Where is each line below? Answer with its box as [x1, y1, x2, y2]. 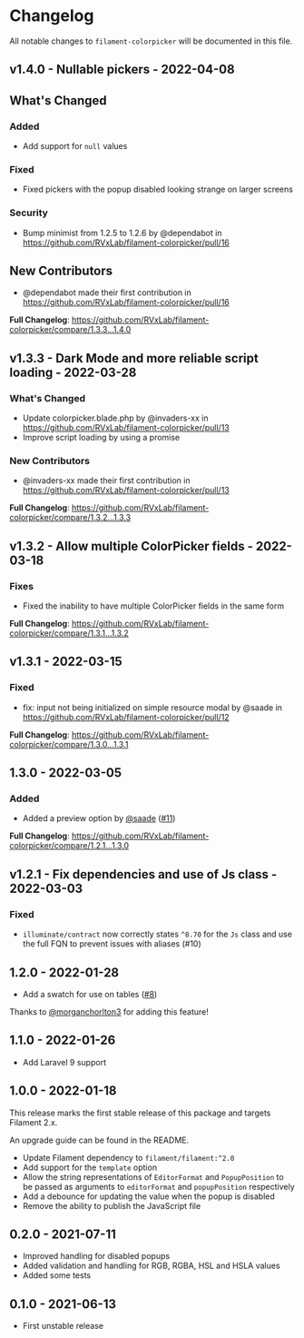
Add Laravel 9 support [22, 1056, 107, 1067]
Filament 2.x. [9, 1116, 58, 1127]
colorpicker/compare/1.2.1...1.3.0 [9, 840, 130, 851]
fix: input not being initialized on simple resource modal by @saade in [22, 701, 283, 713]
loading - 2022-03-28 [9, 364, 137, 380]
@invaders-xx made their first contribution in [22, 475, 191, 486]
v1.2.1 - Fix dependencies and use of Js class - [9, 867, 278, 882]
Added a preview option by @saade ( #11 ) [22, 813, 176, 824]
